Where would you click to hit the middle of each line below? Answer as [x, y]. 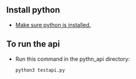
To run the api [33, 44]
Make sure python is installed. [53, 24]
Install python [33, 10]
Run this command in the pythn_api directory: [73, 59]
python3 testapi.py [40, 70]
